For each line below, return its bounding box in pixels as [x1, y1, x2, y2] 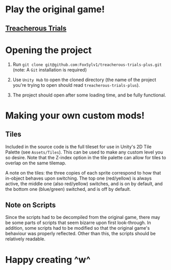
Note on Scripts [5, 201, 56, 209]
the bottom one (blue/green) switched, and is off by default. [5, 186, 131, 192]
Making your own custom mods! [5, 110, 145, 121]
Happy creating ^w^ [5, 254, 91, 265]
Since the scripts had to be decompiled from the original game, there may [5, 214, 160, 220]
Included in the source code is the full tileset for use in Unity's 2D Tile [5, 143, 152, 150]
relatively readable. [5, 236, 46, 242]
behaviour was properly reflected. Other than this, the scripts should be [5, 231, 156, 237]
